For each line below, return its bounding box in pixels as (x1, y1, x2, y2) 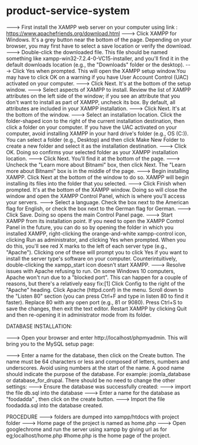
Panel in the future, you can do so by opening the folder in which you (6, 224, 174, 231)
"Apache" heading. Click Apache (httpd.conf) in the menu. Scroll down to (6, 286, 184, 293)
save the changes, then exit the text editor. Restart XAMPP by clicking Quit (6, 305, 187, 312)
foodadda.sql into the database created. (6, 401, 104, 409)
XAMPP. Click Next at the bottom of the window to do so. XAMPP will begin (6, 174, 189, 181)
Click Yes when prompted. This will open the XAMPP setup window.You (12, 67, 186, 74)
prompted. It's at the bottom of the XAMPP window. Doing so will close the (6, 186, 187, 193)
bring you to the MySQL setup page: (6, 340, 94, 347)
